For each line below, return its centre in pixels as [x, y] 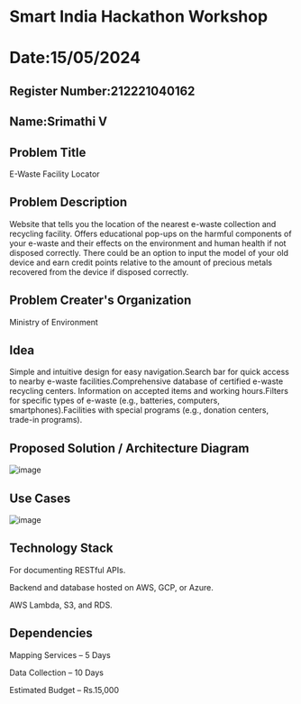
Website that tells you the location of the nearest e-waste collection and [143, 224]
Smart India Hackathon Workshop [139, 17]
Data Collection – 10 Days [56, 672]
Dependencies [51, 633]
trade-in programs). [46, 420]
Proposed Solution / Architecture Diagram [129, 448]
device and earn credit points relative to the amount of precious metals [141, 262]
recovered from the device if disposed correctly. [99, 271]
